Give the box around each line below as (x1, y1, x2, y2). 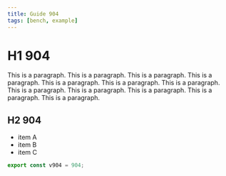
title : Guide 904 (7, 10, 59, 18)
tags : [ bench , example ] (7, 17, 78, 24)
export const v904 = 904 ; (7, 162, 84, 169)
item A (17, 133, 37, 142)
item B (17, 141, 37, 149)
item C (17, 148, 38, 157)
